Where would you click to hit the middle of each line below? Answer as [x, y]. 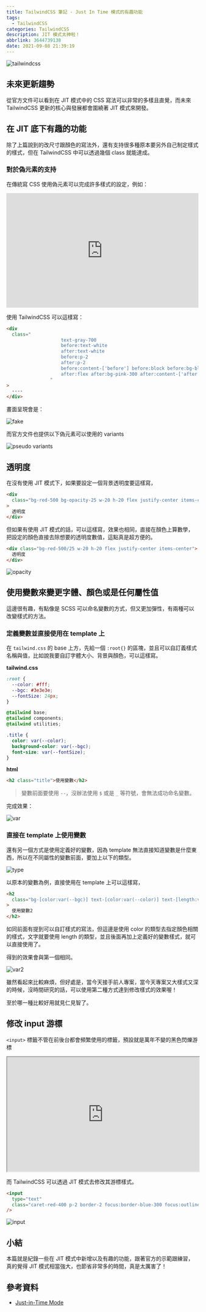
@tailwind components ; [35, 719]
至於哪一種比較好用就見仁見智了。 [49, 1003]
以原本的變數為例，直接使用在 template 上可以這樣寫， [75, 882]
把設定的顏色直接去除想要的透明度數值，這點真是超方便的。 [81, 537]
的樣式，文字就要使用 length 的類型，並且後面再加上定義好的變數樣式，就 [98, 937]
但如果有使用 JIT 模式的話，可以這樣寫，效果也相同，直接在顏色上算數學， [100, 530]
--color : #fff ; [31, 684]
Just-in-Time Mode [39, 1302]
